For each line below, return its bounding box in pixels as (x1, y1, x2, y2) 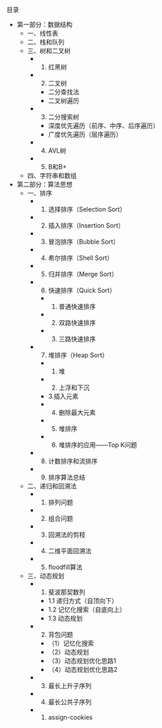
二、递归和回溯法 (27, 482, 77, 490)
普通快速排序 (58, 303, 96, 310)
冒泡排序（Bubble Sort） (48, 238, 120, 246)
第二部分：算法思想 (16, 180, 73, 188)
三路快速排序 (58, 335, 96, 343)
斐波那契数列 (48, 588, 86, 596)
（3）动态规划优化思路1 (48, 657, 116, 665)
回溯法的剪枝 (48, 530, 86, 539)
